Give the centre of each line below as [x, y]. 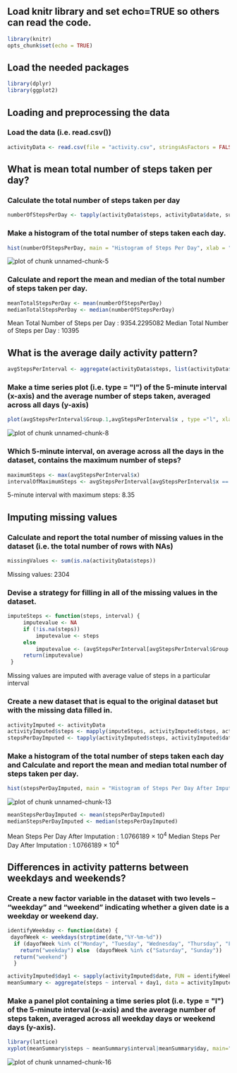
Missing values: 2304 [38, 574]
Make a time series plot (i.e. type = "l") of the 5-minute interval [117, 387]
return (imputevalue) [53, 656]
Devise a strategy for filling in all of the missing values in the [113, 592]
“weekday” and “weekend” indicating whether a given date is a [118, 907]
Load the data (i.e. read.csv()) [59, 132]
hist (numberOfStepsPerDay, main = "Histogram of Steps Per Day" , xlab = [116, 248]
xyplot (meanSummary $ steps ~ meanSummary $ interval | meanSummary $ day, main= [118, 1049]
